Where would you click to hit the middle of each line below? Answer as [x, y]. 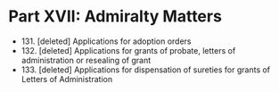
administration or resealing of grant [86, 60]
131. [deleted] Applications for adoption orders [106, 41]
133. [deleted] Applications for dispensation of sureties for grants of [146, 70]
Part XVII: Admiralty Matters [115, 17]
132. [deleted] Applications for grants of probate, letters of [128, 50]
